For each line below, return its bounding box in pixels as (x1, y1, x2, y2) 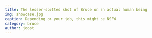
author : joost (5, 26, 35, 31)
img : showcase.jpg (5, 12, 43, 17)
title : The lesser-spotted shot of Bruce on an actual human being (5, 7, 148, 12)
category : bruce (5, 21, 39, 26)
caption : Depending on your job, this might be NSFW (5, 16, 116, 21)
